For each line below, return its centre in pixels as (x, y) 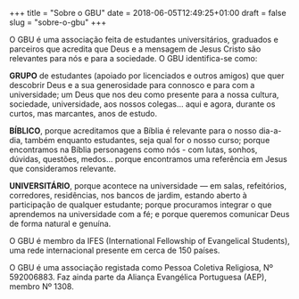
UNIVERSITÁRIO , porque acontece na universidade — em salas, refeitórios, (148, 186)
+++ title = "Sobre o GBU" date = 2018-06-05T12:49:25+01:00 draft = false (148, 13)
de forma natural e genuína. (60, 223)
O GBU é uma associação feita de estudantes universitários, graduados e (144, 40)
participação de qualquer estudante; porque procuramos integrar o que (141, 205)
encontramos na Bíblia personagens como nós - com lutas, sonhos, (133, 149)
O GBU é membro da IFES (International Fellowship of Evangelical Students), (149, 241)
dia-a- (270, 131)
